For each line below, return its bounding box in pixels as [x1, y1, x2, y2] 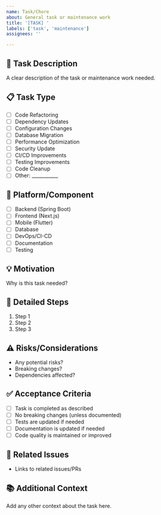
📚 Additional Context [6, 483, 88, 493]
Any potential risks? [14, 359, 64, 366]
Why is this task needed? [6, 279, 68, 287]
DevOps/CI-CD [14, 233, 52, 240]
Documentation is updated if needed [14, 425, 105, 432]
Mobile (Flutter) [14, 219, 53, 226]
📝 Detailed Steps [6, 297, 69, 307]
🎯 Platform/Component [6, 190, 94, 200]
